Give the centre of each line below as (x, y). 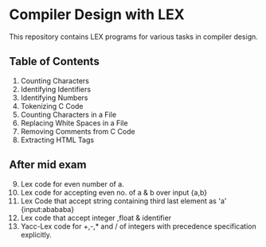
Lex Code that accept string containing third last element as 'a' (123, 201)
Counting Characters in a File (68, 114)
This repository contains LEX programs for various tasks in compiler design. (133, 37)
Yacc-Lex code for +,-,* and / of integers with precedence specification (139, 226)
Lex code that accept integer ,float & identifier (96, 218)
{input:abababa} (47, 209)
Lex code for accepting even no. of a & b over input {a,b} (114, 192)
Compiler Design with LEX (97, 15)
